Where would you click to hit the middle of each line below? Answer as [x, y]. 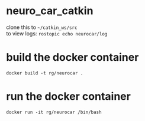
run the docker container [69, 97]
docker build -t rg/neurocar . [45, 73]
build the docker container [72, 58]
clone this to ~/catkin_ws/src [42, 27]
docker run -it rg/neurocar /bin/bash [54, 112]
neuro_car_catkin [50, 11]
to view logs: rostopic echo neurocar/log [57, 33]
